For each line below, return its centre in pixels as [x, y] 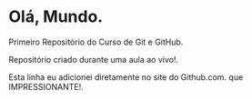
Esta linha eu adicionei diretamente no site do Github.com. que [126, 77]
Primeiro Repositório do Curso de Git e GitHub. [96, 42]
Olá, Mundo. [56, 17]
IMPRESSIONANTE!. [46, 86]
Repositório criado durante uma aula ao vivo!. [94, 59]
